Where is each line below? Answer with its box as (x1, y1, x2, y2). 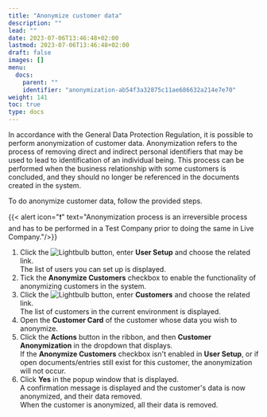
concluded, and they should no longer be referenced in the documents (8, 172, 240, 182)
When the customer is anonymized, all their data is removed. (19, 400, 219, 409)
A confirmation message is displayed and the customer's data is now (19, 384, 246, 392)
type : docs (8, 108, 44, 116)
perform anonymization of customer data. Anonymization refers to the (8, 139, 238, 148)
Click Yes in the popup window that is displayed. (19, 375, 179, 384)
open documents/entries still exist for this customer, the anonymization (19, 358, 253, 367)
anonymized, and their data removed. (19, 391, 143, 401)
